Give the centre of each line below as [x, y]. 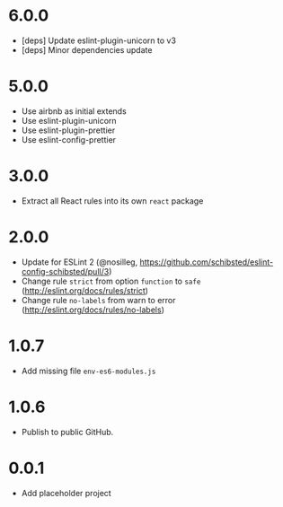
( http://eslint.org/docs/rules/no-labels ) [93, 310]
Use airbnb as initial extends [74, 111]
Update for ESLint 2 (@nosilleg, [80, 262]
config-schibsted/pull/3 [65, 271]
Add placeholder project [66, 493]
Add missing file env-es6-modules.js [88, 371]
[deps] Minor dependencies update [87, 49]
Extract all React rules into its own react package [112, 201]
